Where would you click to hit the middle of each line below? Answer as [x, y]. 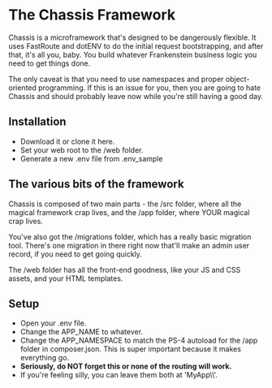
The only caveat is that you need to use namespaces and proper [116, 79]
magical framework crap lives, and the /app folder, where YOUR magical [129, 212]
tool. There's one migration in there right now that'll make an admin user [129, 245]
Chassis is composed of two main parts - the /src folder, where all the [125, 204]
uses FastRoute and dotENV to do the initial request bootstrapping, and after [136, 45]
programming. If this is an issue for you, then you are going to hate [149, 88]
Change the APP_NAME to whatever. [82, 332]
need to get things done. [50, 63]
